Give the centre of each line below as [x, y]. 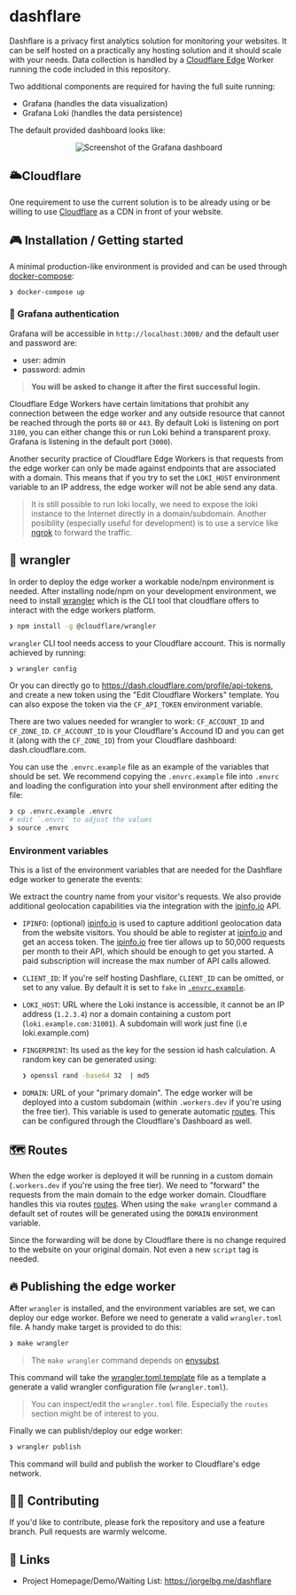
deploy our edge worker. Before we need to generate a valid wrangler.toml [146, 1317]
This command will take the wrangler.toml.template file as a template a [138, 1377]
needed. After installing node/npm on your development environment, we [143, 590]
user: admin [44, 360]
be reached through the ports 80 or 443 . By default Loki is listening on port [144, 422]
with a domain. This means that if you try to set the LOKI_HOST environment [145, 477]
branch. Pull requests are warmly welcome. [88, 1532]
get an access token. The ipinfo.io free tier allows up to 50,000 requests [153, 942]
